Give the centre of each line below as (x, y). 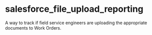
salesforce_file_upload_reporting (74, 9)
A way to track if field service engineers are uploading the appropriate (76, 23)
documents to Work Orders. (33, 28)
